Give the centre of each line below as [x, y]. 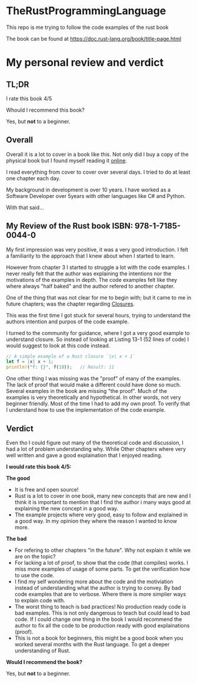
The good [18, 478]
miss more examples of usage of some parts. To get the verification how [102, 569]
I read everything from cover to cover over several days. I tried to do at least [98, 172]
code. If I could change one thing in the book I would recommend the [98, 619]
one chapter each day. [33, 178]
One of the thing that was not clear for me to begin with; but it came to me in [99, 297]
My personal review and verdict [85, 63]
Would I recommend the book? [44, 662]
